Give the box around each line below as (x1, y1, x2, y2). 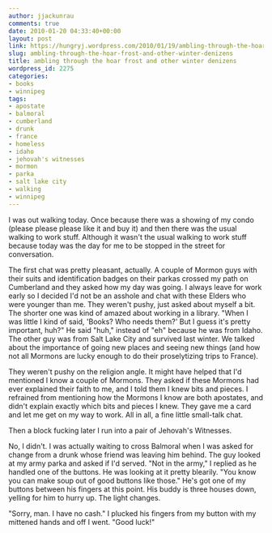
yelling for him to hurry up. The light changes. (8, 492, 161, 502)
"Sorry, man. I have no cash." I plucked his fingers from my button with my (8, 508, 257, 518)
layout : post (8, 34, 53, 43)
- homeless (8, 139, 45, 148)
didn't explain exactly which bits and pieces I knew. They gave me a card (8, 401, 252, 411)
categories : (8, 72, 49, 80)
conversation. (8, 249, 54, 259)
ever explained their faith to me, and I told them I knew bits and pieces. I (8, 384, 249, 394)
